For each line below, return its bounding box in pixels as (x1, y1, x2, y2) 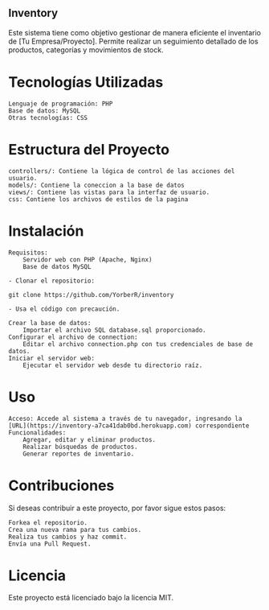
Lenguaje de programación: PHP (8, 100, 113, 108)
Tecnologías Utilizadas (8, 73, 164, 91)
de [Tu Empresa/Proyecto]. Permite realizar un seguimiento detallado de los (8, 36, 259, 46)
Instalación (8, 221, 84, 240)
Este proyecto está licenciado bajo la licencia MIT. (8, 593, 174, 603)
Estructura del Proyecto (8, 140, 170, 159)
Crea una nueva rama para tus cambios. (8, 526, 142, 534)
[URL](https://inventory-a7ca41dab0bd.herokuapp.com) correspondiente (8, 422, 250, 430)
